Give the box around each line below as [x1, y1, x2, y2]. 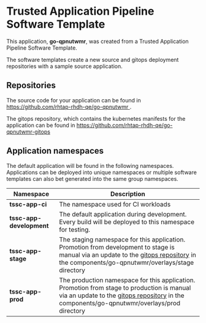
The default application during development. [59, 210, 187, 218]
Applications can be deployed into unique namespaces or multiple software [6, 169, 197, 176]
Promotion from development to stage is [59, 243, 175, 251]
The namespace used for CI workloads [59, 200, 171, 208]
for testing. [59, 225, 91, 234]
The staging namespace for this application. [59, 235, 186, 243]
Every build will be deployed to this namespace [59, 218, 195, 226]
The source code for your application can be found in [6, 96, 141, 104]
